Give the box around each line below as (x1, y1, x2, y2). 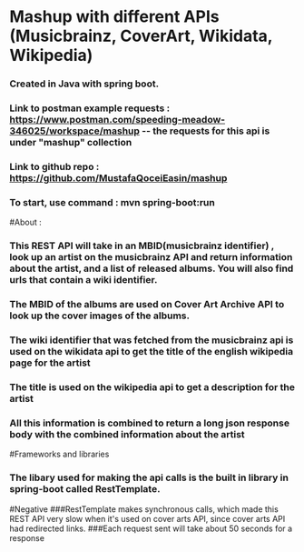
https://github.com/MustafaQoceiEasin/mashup (9, 171, 228, 184)
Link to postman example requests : (9, 102, 171, 115)
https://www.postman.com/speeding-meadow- (9, 114, 226, 126)
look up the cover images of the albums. (9, 309, 191, 322)
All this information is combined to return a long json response (9, 417, 290, 429)
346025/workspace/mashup (9, 125, 141, 137)
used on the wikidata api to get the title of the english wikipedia (9, 346, 294, 358)
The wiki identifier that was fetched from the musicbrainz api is (9, 334, 294, 346)
